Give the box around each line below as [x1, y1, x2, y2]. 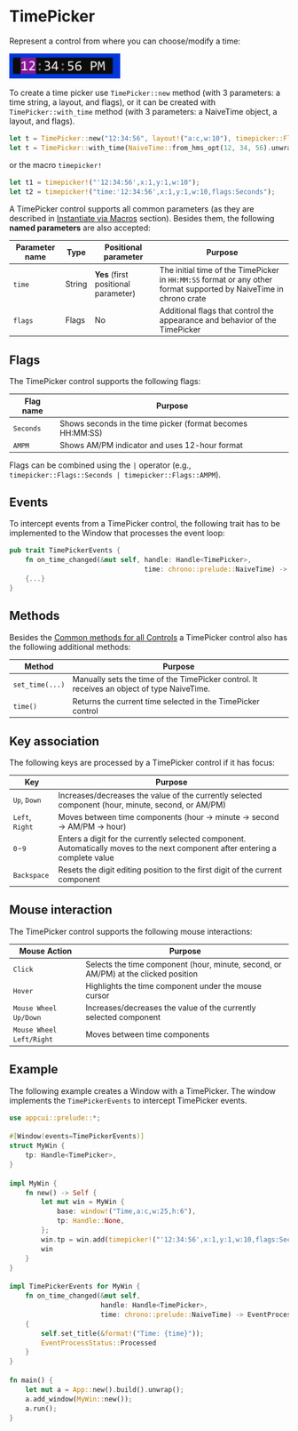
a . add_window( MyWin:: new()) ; [25, 1395, 133, 1403]
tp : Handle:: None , [56, 1217, 125, 1226]
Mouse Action [19, 945, 73, 957]
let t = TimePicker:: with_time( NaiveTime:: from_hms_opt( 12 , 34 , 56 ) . [9, 144, 272, 153]
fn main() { [9, 1376, 53, 1385]
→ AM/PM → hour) [58, 821, 127, 832]
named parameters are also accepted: [9, 222, 151, 233]
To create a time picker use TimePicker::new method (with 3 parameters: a [9, 87, 281, 99]
